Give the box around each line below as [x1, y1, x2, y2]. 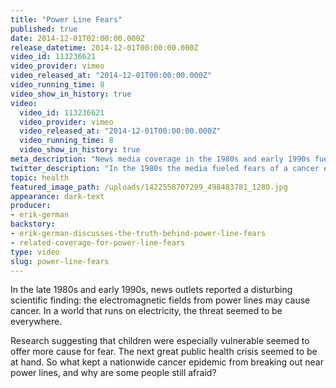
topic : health [10, 172, 70, 183]
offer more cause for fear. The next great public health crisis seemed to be [10, 346, 318, 358]
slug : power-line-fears [10, 256, 110, 266]
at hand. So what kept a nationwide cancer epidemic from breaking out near [10, 356, 324, 368]
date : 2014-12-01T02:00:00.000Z [10, 33, 145, 43]
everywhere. [10, 316, 63, 328]
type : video [10, 247, 60, 257]
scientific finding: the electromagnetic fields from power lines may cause [10, 294, 311, 306]
